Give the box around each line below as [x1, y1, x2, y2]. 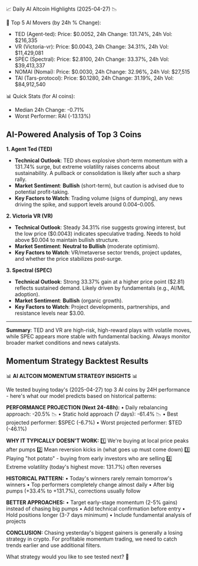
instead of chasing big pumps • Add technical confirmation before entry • [6, 505, 186, 512]
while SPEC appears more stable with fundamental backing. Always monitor [6, 332, 190, 339]
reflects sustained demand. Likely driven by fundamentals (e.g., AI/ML [14, 284, 186, 292]
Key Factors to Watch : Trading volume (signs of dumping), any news [14, 195, 183, 202]
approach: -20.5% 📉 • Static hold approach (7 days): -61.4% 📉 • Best [6, 410, 179, 418]
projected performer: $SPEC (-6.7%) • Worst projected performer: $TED [6, 419, 183, 426]
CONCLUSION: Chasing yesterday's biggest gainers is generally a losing [6, 529, 183, 536]
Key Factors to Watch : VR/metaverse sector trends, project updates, [14, 248, 182, 256]
